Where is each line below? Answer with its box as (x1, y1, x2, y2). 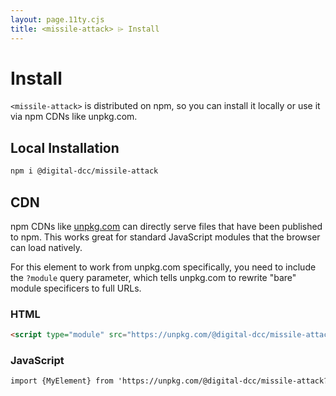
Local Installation (10, 139, 120, 156)
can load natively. (10, 241, 83, 253)
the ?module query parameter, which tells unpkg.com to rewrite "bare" (10, 271, 297, 283)
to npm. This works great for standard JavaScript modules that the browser (10, 231, 321, 243)
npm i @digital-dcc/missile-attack (10, 166, 159, 176)
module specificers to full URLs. (10, 282, 142, 294)
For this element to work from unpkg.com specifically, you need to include (10, 261, 317, 273)
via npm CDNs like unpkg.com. (10, 111, 138, 123)
